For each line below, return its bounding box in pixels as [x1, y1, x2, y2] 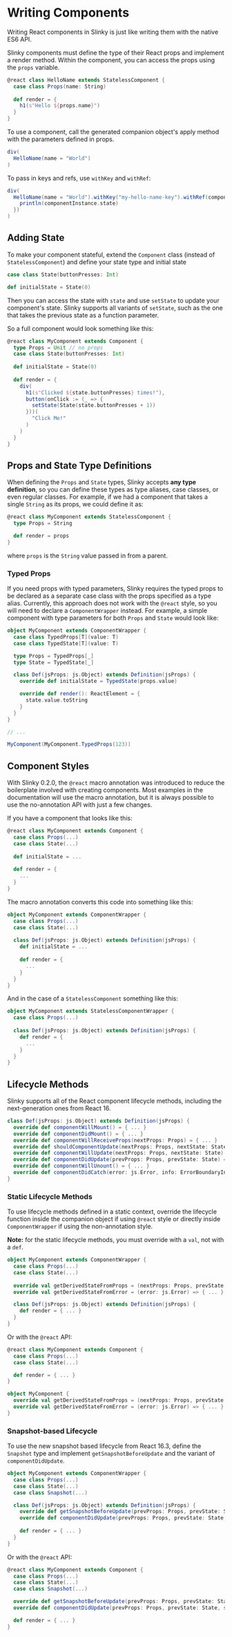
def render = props [13, 533, 70, 540]
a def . [7, 1243, 24, 1252]
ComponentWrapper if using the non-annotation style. [7, 1223, 153, 1231]
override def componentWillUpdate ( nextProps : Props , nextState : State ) [13, 1150, 224, 1157]
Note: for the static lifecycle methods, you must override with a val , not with [7, 1236, 224, 1244]
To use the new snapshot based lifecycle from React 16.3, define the [7, 1442, 202, 1450]
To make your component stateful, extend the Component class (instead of [7, 250, 215, 259]
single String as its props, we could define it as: [7, 500, 144, 509]
